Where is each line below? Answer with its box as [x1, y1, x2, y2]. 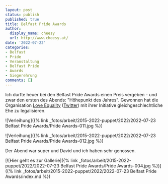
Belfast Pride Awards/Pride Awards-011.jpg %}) [5, 122, 103, 129]
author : [5, 26, 22, 31]
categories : [5, 45, 30, 50]
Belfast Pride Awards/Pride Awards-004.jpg [60, 162, 151, 169]
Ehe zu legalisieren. [5, 107, 46, 113]
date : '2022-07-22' [5, 40, 46, 45]
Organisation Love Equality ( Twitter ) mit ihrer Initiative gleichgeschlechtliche [5, 102, 163, 108]
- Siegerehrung [5, 73, 37, 78]
